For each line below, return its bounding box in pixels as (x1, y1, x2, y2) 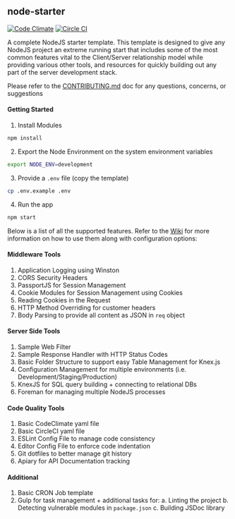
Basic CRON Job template (17, 489, 94, 497)
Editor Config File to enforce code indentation (17, 442, 150, 451)
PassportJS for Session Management (17, 281, 126, 289)
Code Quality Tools (7, 403, 65, 412)
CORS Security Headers (17, 273, 88, 281)
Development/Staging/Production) (17, 372, 118, 381)
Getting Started (7, 105, 54, 114)
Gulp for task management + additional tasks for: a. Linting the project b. (17, 496, 229, 505)
